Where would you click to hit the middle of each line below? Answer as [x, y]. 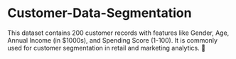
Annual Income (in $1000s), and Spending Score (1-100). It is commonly [113, 40]
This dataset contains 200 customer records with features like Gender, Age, [118, 33]
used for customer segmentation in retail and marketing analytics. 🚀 [107, 48]
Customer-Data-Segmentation [100, 13]
